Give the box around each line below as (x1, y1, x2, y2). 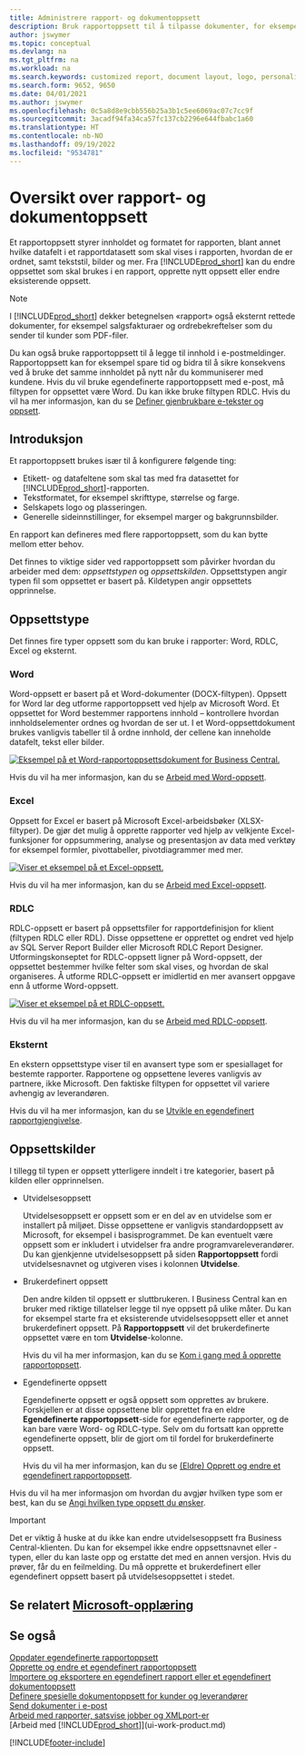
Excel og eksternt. (9, 645, 77, 656)
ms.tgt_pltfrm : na (9, 55, 79, 64)
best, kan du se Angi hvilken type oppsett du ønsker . (9, 1497, 206, 1508)
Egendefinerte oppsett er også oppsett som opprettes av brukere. (22, 1395, 270, 1406)
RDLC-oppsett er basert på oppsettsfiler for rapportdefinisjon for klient (9, 923, 274, 934)
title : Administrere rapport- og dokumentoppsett (9, 13, 202, 23)
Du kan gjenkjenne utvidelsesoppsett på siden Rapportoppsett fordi (22, 1249, 279, 1260)
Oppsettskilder (9, 1141, 96, 1157)
